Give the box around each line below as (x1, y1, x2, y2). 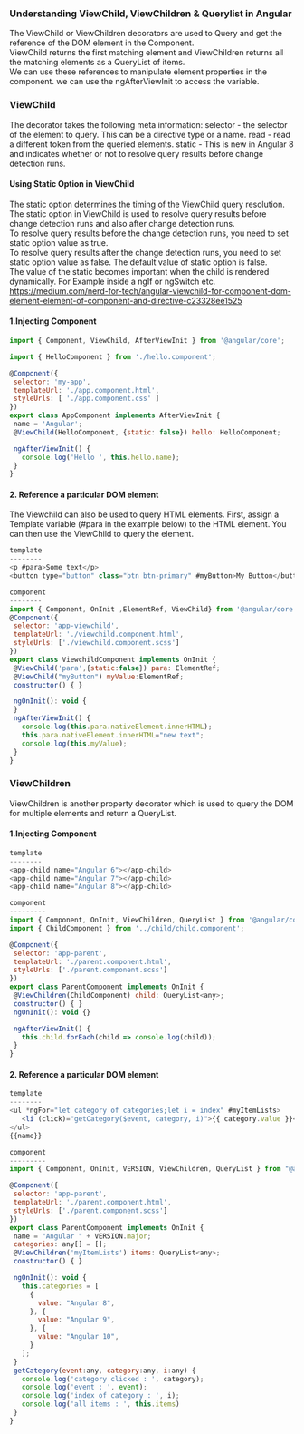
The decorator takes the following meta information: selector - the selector (9, 119, 288, 130)
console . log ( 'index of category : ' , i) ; (21, 1391, 180, 1400)
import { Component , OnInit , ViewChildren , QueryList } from (9, 915, 245, 925)
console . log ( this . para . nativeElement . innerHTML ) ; (21, 722, 213, 732)
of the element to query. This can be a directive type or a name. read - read (9, 129, 291, 140)
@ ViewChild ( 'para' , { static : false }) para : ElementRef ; (13, 663, 221, 673)
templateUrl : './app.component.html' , (13, 385, 160, 395)
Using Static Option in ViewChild (9, 179, 135, 190)
